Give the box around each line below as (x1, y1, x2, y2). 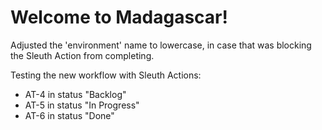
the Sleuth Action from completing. (10, 49, 155, 61)
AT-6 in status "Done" (24, 109, 115, 121)
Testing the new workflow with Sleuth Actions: (10, 69, 202, 81)
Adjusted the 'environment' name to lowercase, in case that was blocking (10, 39, 312, 51)
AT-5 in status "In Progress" (24, 99, 140, 111)
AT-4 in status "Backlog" (24, 88, 127, 100)
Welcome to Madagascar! (10, 6, 228, 29)
